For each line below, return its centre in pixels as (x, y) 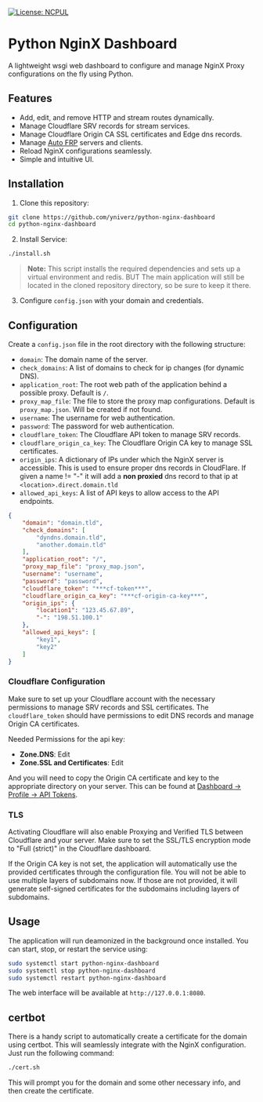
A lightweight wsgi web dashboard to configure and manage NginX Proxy (126, 65)
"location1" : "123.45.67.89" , (85, 611)
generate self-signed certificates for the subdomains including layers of (124, 889)
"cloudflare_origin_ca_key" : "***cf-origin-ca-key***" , (115, 596)
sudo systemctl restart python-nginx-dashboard (87, 978)
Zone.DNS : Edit (45, 754)
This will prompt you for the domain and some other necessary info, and (124, 1082)
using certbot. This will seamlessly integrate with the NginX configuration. (127, 1045)
